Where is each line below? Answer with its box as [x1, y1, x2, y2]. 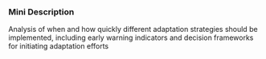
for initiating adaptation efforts [8, 41, 109, 51]
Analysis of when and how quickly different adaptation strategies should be [8, 25, 259, 34]
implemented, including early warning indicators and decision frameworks [8, 33, 254, 42]
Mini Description [8, 6, 75, 18]
